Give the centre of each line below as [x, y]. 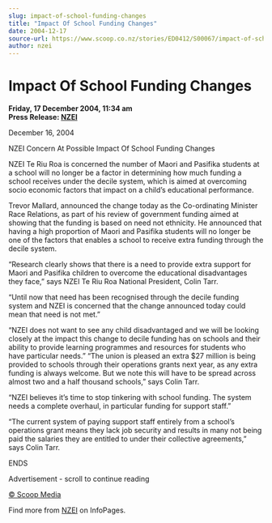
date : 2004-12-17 [38, 31]
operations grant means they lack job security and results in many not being [135, 431]
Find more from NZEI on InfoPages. [67, 510]
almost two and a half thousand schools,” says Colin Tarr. [104, 382]
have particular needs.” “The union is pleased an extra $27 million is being [132, 356]
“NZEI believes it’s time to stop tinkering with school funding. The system [130, 398]
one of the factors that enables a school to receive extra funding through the [136, 240]
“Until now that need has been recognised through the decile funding [124, 297]
